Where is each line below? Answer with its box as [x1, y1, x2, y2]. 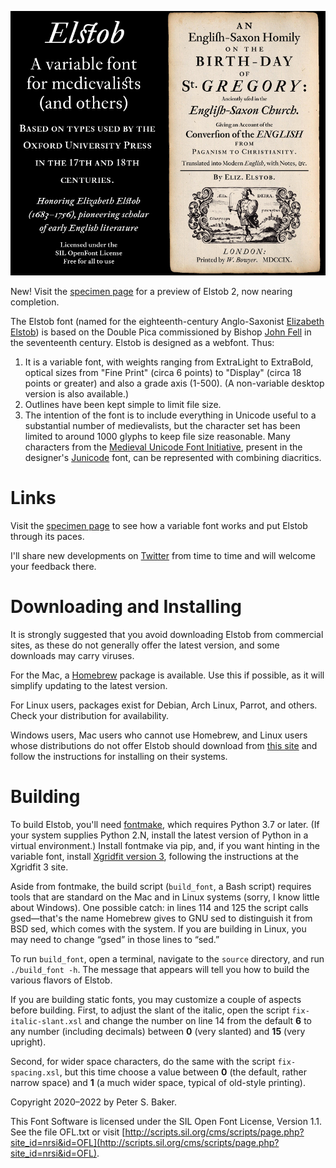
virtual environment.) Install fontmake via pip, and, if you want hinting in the [10, 839, 320, 851]
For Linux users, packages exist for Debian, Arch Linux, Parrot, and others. [10, 699, 318, 711]
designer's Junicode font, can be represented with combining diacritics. [24, 452, 322, 464]
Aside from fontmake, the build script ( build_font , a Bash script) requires [10, 880, 312, 892]
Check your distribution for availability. [10, 709, 170, 721]
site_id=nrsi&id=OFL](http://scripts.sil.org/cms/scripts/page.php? [10, 1136, 280, 1148]
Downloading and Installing [10, 596, 243, 618]
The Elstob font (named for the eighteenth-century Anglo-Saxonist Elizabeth [10, 316, 325, 328]
